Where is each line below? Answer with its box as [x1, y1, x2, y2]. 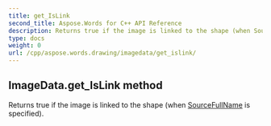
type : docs [8, 34, 45, 43]
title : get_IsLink [8, 11, 70, 20]
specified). [8, 108, 44, 118]
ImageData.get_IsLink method [8, 79, 163, 92]
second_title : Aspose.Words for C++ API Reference [8, 19, 182, 27]
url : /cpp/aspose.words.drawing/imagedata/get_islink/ [8, 49, 197, 57]
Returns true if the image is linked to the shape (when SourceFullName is [8, 100, 251, 109]
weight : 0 [8, 42, 42, 50]
